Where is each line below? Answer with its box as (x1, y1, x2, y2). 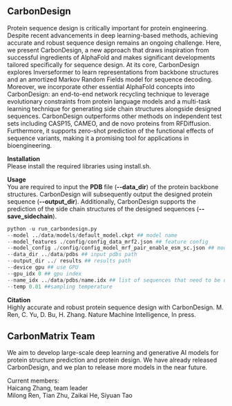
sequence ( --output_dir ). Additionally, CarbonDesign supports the (7, 197, 197, 206)
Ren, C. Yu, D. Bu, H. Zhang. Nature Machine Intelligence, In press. (7, 310, 197, 318)
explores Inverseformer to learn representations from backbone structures (7, 68, 219, 76)
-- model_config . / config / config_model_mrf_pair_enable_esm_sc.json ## (7, 244, 215, 251)
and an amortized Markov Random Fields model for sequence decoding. (7, 75, 213, 84)
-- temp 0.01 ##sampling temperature (7, 283, 113, 290)
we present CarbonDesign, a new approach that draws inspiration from (7, 46, 209, 54)
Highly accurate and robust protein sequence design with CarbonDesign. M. (7, 303, 224, 311)
